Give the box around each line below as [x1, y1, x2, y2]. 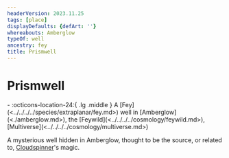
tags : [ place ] [7, 16, 48, 23]
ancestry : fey [7, 42, 48, 49]
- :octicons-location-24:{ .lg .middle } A [7, 100, 119, 109]
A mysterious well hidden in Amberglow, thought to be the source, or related [7, 135, 223, 144]
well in [119, 108, 138, 116]
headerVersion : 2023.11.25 [7, 10, 84, 17]
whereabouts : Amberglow [7, 29, 75, 36]
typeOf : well [7, 36, 45, 43]
